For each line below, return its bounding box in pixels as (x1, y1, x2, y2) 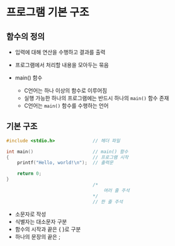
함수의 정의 (6, 31, 45, 42)
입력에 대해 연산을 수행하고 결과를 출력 (14, 49, 106, 55)
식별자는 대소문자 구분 (14, 218, 68, 225)
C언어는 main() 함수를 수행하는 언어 (24, 102, 109, 109)
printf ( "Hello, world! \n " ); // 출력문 (17, 160, 113, 166)
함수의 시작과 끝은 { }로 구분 (14, 225, 81, 233)
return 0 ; (17, 171, 42, 177)
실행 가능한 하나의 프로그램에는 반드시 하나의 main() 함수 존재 (24, 95, 170, 101)
